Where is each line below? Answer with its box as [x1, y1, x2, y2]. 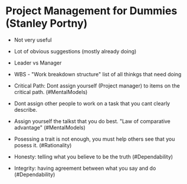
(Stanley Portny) [5, 17, 88, 30]
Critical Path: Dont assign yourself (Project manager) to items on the [14, 82, 181, 89]
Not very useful [14, 36, 52, 43]
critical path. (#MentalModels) [14, 88, 88, 95]
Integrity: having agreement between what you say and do [14, 164, 156, 172]
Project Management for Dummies [5, 4, 178, 18]
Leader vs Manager [14, 59, 62, 66]
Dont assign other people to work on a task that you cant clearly [14, 99, 170, 107]
